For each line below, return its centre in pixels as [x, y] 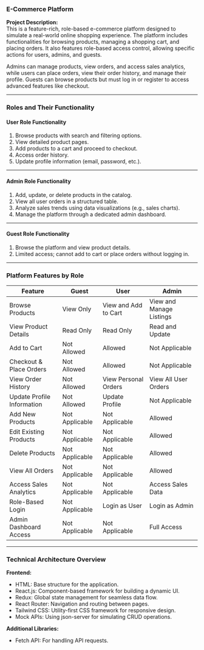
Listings [161, 317]
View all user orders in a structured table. [66, 201]
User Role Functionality [36, 122]
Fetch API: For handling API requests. [62, 641]
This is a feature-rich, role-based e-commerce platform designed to [91, 29]
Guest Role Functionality [38, 234]
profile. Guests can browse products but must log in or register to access [98, 80]
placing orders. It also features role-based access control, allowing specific [100, 48]
